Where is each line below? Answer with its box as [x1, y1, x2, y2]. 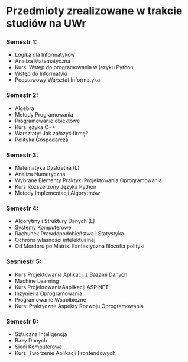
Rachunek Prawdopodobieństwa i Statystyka [14, 230, 124, 237]
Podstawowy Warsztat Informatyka [14, 76, 101, 83]
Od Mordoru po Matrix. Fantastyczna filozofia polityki [14, 243, 145, 250]
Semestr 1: [6, 38, 37, 46]
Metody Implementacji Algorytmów [14, 189, 101, 196]
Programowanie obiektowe [14, 117, 80, 124]
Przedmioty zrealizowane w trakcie [6, 4, 183, 18]
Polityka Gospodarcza [14, 136, 69, 143]
